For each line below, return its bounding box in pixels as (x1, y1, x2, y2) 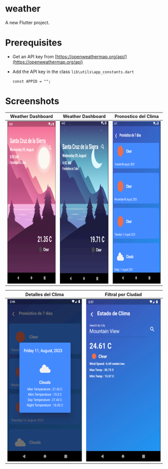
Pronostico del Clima (114, 113, 159, 119)
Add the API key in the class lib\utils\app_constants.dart (12, 68, 134, 74)
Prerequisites (5, 37, 62, 48)
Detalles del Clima (25, 291, 64, 297)
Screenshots (5, 95, 59, 107)
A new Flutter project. (5, 19, 50, 25)
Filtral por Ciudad (104, 291, 142, 297)
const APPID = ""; (12, 78, 51, 84)
